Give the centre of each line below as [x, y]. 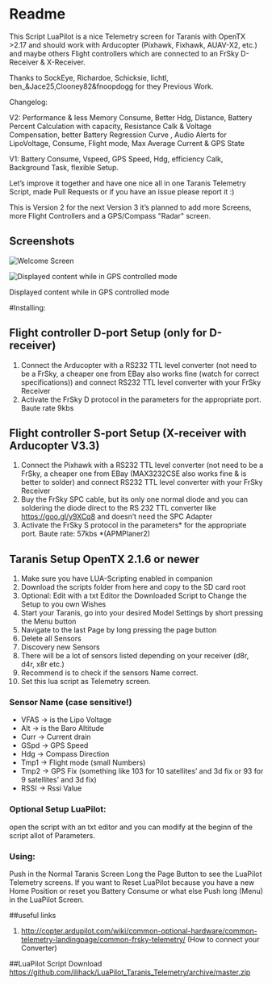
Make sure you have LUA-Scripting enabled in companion [117, 578]
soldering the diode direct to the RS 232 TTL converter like [119, 508]
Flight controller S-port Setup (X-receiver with [128, 433]
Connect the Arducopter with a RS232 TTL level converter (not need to [139, 365]
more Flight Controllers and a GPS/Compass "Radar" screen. [110, 215]
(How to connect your [223, 940]
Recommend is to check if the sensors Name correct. [109, 673]
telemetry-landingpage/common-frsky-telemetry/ [103, 940]
